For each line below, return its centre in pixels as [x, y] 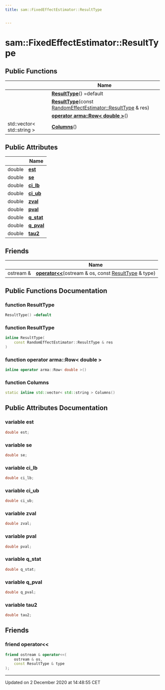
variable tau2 [21, 605]
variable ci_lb [21, 468]
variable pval [21, 536]
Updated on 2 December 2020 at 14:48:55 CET [53, 683]
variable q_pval [24, 582]
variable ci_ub [22, 490]
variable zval [21, 514]
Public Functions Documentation [56, 291]
